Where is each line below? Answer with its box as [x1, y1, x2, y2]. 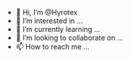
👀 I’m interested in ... [15, 16, 83, 26]
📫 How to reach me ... [15, 42, 90, 51]
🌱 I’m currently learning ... [15, 25, 101, 33]
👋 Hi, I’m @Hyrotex [15, 8, 78, 17]
